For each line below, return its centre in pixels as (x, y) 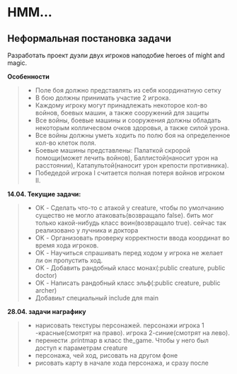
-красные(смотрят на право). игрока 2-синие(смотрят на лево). (132, 333)
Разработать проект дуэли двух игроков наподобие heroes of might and (116, 55)
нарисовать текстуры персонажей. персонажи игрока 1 (120, 325)
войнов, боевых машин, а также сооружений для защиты (122, 113)
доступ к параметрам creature (81, 348)
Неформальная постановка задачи (89, 39)
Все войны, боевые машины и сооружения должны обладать (128, 120)
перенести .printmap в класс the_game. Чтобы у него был (122, 340)
